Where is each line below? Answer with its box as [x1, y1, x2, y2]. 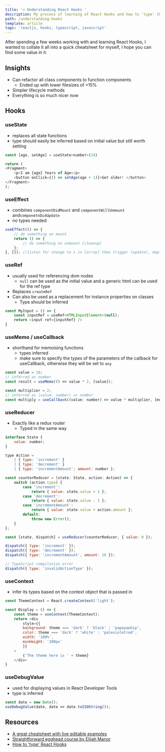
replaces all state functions [12, 132, 67, 138]
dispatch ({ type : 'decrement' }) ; [5, 548, 76, 553]
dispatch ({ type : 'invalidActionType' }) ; [5, 566, 93, 571]
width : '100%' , [23, 635, 54, 640]
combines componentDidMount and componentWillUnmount [12, 207, 125, 213]
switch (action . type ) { [14, 480, 63, 485]
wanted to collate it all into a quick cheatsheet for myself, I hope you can [5, 44, 152, 50]
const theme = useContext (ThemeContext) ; [14, 612, 100, 617]
